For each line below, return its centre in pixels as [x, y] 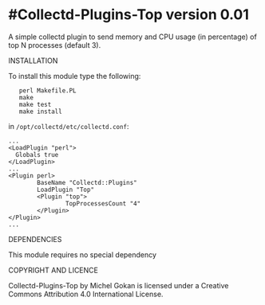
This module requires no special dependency [83, 254]
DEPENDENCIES [35, 239]
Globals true [37, 154]
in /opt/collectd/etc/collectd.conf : [69, 126]
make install [40, 111]
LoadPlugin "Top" [65, 190]
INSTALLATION [33, 61]
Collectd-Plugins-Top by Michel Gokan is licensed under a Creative [119, 285]
